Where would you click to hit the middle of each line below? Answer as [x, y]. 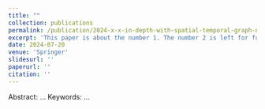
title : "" [24, 15]
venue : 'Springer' [38, 52]
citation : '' [30, 74]
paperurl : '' [30, 67]
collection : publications [50, 23]
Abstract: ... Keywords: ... [49, 96]
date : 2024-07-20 [37, 45]
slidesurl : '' [32, 60]
